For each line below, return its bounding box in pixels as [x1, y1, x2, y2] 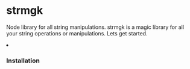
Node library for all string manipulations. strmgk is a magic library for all [6, 23, 185, 31]
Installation [6, 56, 40, 65]
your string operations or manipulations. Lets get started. [6, 29, 148, 37]
